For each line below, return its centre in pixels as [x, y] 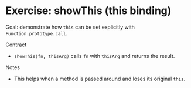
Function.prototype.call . [37, 33]
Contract [16, 45]
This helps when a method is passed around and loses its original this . [100, 79]
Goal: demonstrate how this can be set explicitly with [70, 27]
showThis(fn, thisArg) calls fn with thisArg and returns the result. [94, 56]
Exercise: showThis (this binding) [88, 11]
